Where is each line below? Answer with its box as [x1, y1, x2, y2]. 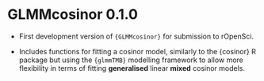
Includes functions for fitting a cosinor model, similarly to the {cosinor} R [18, 46, 257, 56]
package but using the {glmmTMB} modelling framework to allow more [18, 55, 243, 64]
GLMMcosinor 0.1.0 [7, 6, 138, 24]
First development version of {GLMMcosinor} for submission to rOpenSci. [18, 31, 254, 41]
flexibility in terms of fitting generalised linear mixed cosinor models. [18, 63, 245, 72]
